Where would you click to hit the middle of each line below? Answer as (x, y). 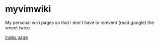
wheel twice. (18, 27)
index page (17, 37)
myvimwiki (28, 9)
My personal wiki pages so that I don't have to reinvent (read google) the (79, 22)
